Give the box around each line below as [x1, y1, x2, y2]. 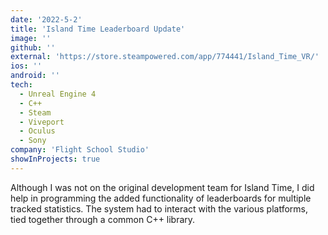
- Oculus [19, 126, 56, 136]
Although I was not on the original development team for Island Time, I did [10, 181, 315, 193]
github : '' [10, 42, 56, 53]
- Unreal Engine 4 [19, 89, 97, 99]
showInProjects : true [10, 154, 101, 164]
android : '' [10, 71, 60, 81]
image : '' [10, 33, 52, 43]
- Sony [19, 136, 47, 146]
